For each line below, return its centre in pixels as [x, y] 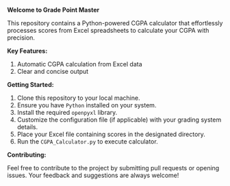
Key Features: [27, 51]
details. [27, 127]
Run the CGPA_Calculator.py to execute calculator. [88, 142]
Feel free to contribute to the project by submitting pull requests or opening [113, 168]
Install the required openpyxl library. [67, 112]
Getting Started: [30, 84]
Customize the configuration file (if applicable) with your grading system [119, 120]
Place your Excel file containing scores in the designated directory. [111, 134]
